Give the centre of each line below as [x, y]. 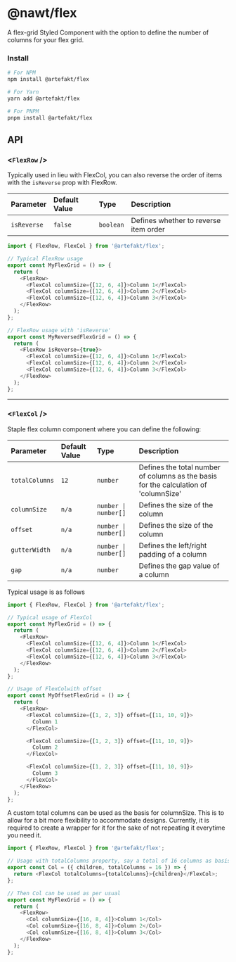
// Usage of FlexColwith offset [54, 689]
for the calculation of [173, 485]
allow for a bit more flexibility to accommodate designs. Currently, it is [108, 821]
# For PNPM [23, 111]
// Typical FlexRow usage [45, 259]
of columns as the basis [178, 476]
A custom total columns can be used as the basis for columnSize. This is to [116, 813]
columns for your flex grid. [46, 39]
